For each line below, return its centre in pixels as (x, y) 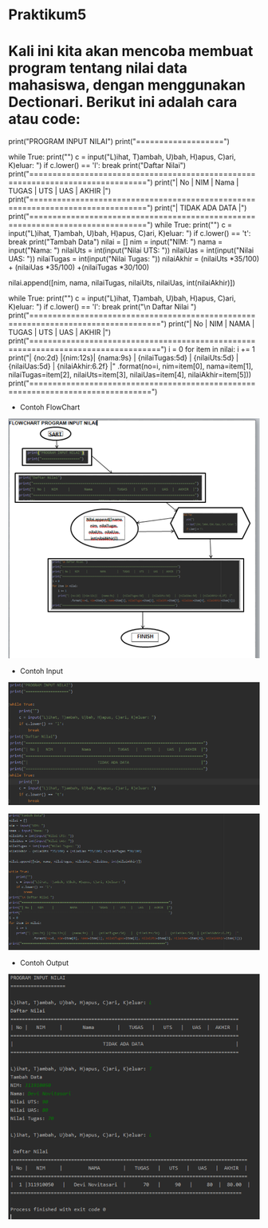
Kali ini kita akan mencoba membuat (131, 52)
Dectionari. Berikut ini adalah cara (123, 102)
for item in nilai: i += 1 (220, 349)
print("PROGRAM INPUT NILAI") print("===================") (119, 142)
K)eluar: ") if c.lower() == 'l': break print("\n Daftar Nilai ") (102, 307)
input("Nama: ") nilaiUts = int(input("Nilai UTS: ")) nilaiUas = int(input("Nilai (131, 250)
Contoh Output (44, 963)
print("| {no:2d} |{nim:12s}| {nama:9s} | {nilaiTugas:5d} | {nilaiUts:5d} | (124, 358)
